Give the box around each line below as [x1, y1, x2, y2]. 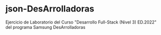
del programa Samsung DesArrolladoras [5, 24, 86, 30]
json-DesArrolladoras [5, 3, 95, 14]
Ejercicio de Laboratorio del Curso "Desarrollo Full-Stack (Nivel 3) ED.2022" [5, 19, 157, 25]
